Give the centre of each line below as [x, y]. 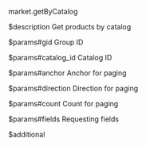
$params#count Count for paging [63, 104]
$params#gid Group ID [46, 42]
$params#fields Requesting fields [64, 119]
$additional [27, 134]
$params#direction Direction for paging [73, 88]
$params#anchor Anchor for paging [67, 73]
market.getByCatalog [43, 12]
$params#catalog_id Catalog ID [60, 58]
